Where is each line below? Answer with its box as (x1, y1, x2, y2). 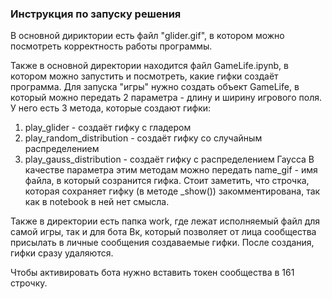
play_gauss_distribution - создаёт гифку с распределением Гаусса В (24, 153, 315, 166)
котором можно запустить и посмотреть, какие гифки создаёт (10, 70, 279, 82)
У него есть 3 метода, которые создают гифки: (10, 102, 212, 114)
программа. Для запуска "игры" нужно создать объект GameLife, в (10, 81, 300, 93)
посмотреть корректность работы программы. (10, 40, 213, 52)
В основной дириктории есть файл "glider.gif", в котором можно (10, 30, 285, 42)
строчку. (10, 277, 48, 289)
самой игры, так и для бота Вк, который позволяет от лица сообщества (10, 226, 317, 238)
